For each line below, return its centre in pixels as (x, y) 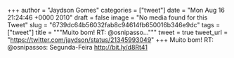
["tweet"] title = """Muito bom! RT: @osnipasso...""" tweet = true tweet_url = (118, 32)
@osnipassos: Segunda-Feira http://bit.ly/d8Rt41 (77, 47)
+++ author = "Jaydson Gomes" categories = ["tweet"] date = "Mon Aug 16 (116, 10)
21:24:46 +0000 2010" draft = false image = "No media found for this (108, 17)
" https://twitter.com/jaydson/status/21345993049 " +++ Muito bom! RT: (111, 40)
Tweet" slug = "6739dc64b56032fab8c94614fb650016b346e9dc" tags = (113, 25)
